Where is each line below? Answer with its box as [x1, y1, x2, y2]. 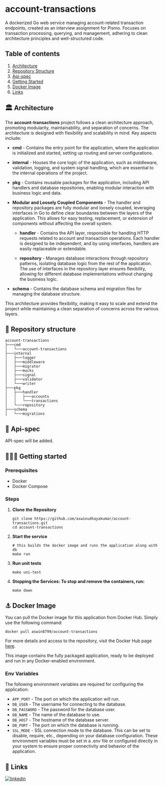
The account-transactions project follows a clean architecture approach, [5, 119, 154, 125]
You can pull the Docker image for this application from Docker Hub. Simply [5, 614, 158, 620]
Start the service [12, 533, 48, 540]
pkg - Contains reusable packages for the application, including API [12, 179, 150, 185]
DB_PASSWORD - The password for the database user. [12, 707, 116, 713]
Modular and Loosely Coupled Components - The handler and [12, 199, 141, 205]
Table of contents [5, 50, 60, 58]
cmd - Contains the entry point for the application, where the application [12, 144, 159, 151]
